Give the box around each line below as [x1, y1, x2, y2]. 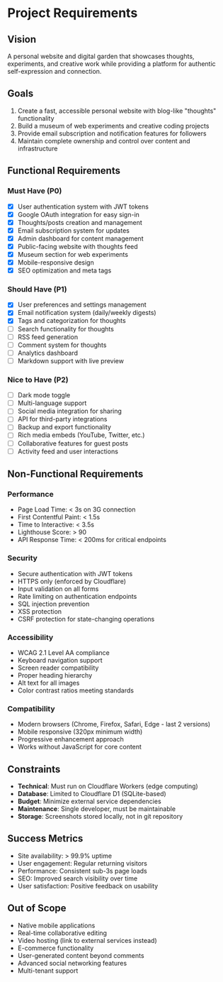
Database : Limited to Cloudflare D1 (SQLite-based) [17, 790, 166, 798]
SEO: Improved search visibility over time [17, 874, 138, 883]
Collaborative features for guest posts [17, 438, 129, 448]
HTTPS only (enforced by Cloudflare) [17, 577, 126, 585]
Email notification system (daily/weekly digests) [17, 309, 157, 317]
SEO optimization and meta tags [17, 266, 112, 275]
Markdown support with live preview [17, 356, 124, 365]
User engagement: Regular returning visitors [17, 859, 147, 867]
